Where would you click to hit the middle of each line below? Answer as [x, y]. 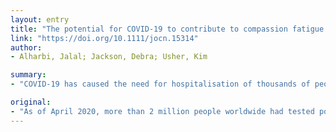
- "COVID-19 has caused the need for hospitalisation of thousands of [160, 84]
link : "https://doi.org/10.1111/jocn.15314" [104, 38]
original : [31, 102]
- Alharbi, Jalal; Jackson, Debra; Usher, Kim [109, 57]
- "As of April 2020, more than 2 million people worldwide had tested [162, 111]
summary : [28, 75]
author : [26, 47]
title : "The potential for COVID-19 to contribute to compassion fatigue [167, 29]
